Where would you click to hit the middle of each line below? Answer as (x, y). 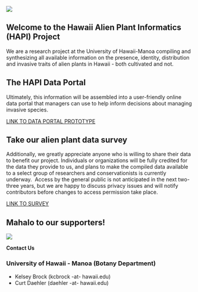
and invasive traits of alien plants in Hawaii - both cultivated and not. (90, 64)
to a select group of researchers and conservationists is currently (86, 173)
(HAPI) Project (33, 37)
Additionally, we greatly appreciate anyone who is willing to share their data (99, 154)
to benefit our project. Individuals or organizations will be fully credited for (97, 160)
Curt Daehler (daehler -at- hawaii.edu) (62, 282)
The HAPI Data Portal (46, 83)
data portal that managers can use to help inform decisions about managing (99, 103)
